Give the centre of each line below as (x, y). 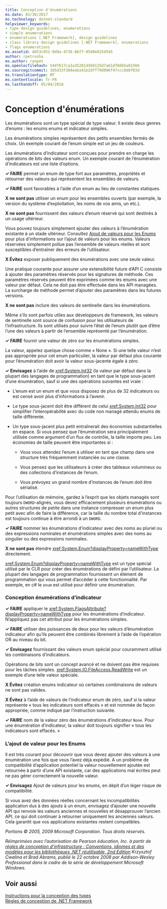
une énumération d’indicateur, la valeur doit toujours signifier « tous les (78, 725)
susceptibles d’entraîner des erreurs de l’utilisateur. (58, 249)
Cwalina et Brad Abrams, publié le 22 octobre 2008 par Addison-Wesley (80, 857)
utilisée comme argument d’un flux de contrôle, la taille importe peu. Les (87, 437)
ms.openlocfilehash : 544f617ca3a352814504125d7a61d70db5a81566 (72, 66)
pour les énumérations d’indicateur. (109, 614)
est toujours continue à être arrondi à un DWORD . (53, 518)
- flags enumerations (28, 47)
